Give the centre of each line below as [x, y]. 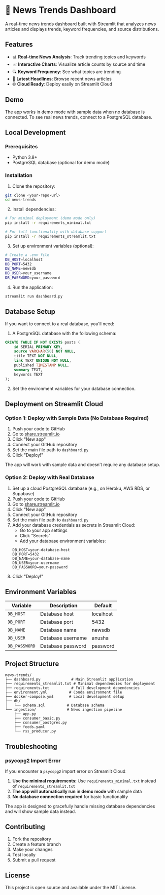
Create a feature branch [36, 844]
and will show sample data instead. [41, 811]
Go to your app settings [43, 530]
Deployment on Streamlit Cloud [54, 404]
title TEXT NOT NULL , [36, 356]
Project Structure [32, 663]
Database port [57, 622]
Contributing [25, 827]
